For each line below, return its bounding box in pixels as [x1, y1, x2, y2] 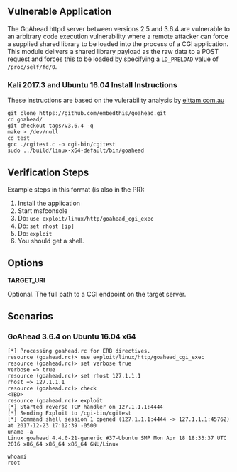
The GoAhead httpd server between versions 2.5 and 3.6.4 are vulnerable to [7, 24, 231, 33]
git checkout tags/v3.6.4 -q [7, 122, 94, 130]
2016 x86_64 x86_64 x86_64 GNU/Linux [7, 441, 119, 448]
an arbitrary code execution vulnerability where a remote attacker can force [7, 32, 228, 40]
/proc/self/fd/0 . [7, 62, 57, 70]
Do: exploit [17, 229, 53, 237]
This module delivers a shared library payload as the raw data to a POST [7, 47, 219, 55]
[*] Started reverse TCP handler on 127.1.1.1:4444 [7, 404, 163, 411]
